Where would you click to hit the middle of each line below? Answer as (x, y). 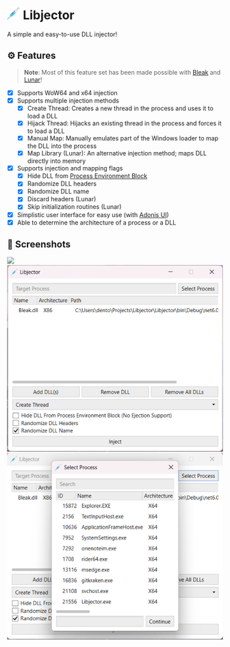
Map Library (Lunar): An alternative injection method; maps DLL (117, 153)
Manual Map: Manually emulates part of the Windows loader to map (123, 138)
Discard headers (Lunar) (62, 199)
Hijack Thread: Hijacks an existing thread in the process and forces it (124, 123)
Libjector (49, 15)
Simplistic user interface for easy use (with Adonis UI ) (93, 214)
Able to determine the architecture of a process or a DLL (97, 223)
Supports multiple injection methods (68, 100)
